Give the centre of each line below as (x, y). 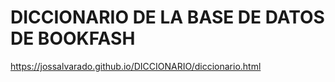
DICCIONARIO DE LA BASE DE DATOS (167, 17)
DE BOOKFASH (73, 38)
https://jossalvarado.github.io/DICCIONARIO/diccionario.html (136, 66)
